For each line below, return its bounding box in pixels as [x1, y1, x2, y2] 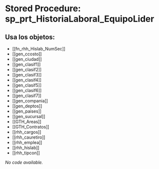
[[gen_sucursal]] [12, 114, 45, 119]
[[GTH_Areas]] [12, 119, 41, 124]
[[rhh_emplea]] [12, 140, 42, 145]
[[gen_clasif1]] [12, 62, 41, 67]
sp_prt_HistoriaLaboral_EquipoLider [5, 13, 155, 24]
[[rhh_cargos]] [12, 129, 41, 135]
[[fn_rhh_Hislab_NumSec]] [12, 46, 66, 51]
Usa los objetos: [5, 33, 55, 41]
